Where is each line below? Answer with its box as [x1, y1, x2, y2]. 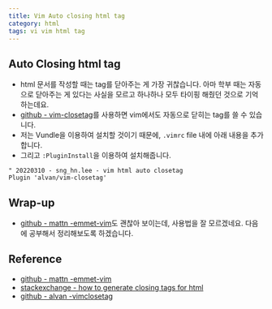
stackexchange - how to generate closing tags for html [19, 282, 204, 292]
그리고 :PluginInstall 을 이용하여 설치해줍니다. [19, 151, 172, 161]
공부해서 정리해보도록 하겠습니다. [28, 229, 134, 238]
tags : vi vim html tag [8, 27, 85, 35]
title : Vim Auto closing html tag [8, 11, 126, 20]
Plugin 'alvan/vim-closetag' [8, 174, 107, 182]
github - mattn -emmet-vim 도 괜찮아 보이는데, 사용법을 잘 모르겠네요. [19, 218, 244, 228]
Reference [8, 252, 63, 266]
